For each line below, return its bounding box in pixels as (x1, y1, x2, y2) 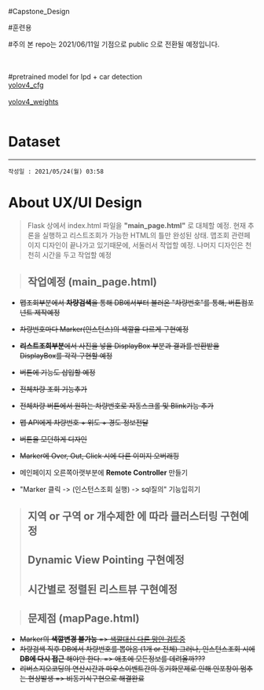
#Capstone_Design (8, 7, 70, 16)
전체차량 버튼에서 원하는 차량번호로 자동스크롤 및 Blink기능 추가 (19, 401, 214, 410)
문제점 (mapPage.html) (27, 612, 140, 626)
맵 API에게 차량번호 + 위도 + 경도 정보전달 (19, 417, 149, 427)
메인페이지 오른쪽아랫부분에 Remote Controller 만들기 (19, 468, 189, 477)
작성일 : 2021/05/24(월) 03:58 (8, 167, 104, 175)
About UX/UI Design (8, 194, 143, 211)
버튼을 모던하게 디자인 (19, 434, 88, 443)
